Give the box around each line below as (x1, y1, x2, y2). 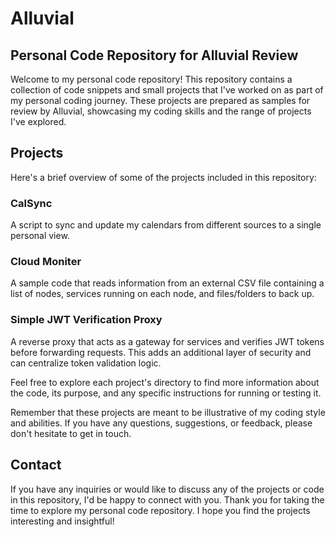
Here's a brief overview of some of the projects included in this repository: (10, 171, 317, 183)
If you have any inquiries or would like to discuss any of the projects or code (10, 483, 325, 495)
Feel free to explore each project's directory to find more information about (10, 376, 320, 388)
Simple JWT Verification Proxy (10, 313, 163, 327)
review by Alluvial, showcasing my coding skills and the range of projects (10, 105, 312, 117)
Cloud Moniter (10, 255, 82, 269)
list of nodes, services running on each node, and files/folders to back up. (10, 288, 315, 300)
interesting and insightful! (10, 515, 115, 527)
